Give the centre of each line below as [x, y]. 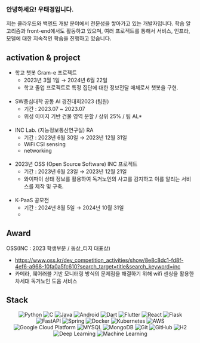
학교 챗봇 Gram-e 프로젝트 [46, 73]
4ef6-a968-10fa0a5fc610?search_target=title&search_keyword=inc [98, 266]
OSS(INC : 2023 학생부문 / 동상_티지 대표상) [58, 248]
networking [38, 151]
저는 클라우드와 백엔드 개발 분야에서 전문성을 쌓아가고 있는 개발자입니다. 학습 [96, 24]
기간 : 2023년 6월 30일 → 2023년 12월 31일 [75, 138]
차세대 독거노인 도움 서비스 [46, 281]
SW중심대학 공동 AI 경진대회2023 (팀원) [62, 101]
